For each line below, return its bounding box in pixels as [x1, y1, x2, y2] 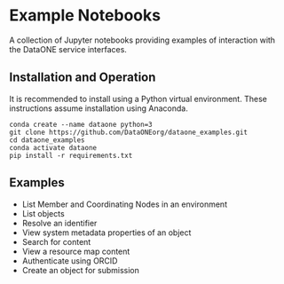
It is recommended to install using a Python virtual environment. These [9, 93, 268, 104]
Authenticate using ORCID [21, 255, 118, 266]
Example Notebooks [9, 5, 162, 26]
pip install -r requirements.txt [9, 151, 133, 160]
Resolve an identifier [21, 217, 98, 228]
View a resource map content [21, 246, 130, 256]
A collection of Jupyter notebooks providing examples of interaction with [9, 35, 276, 45]
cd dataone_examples [9, 135, 86, 145]
